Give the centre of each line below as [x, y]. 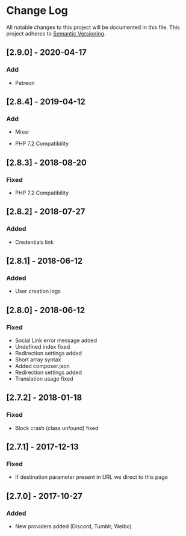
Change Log [37, 11]
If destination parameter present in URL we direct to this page [91, 477]
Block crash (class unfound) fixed [57, 428]
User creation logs [38, 291]
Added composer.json [42, 366]
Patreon [25, 83]
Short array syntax [38, 360]
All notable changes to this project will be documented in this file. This [93, 27]
